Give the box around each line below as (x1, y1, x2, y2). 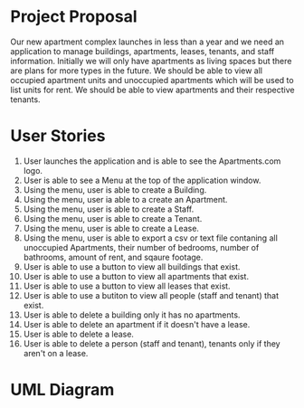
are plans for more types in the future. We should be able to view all (10, 65, 263, 76)
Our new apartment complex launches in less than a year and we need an (10, 36, 284, 47)
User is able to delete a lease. (23, 328, 135, 339)
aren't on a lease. (23, 347, 89, 358)
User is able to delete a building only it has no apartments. (23, 309, 241, 320)
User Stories (10, 126, 106, 147)
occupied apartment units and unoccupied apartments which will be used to (10, 74, 294, 85)
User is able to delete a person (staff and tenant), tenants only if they (23, 337, 280, 349)
